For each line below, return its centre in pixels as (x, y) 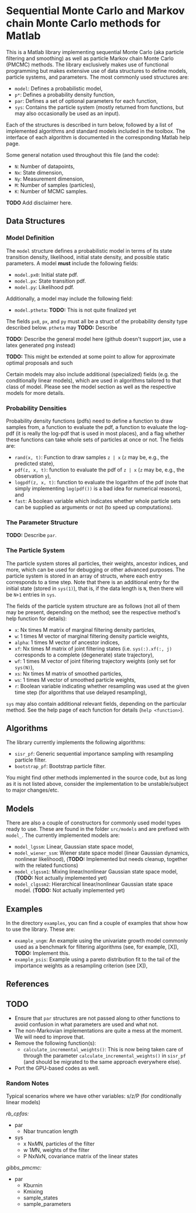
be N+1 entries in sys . (31, 594)
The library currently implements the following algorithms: (76, 742)
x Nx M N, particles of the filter (59, 1144)
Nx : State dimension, (39, 172)
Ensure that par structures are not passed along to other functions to (97, 1018)
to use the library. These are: (41, 929)
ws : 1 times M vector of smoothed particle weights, (75, 679)
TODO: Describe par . (31, 535)
